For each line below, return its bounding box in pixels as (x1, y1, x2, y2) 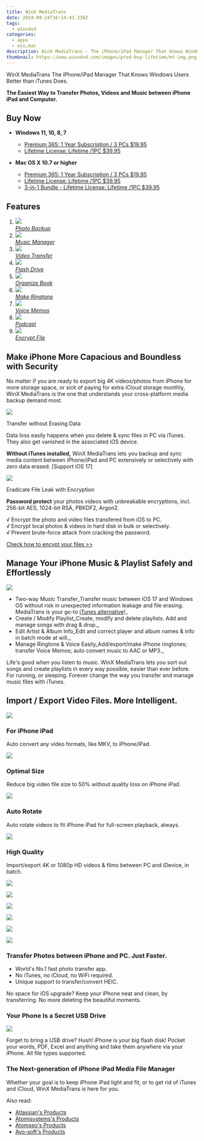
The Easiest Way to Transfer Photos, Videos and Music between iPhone (6, 89, 191, 96)
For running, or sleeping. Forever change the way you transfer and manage (6, 671, 194, 679)
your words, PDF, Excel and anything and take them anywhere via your (6, 1043, 183, 1050)
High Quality (6, 848, 44, 856)
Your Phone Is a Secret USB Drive (6, 1012, 106, 1020)
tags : (6, 20, 20, 26)
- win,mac (12, 43, 36, 49)
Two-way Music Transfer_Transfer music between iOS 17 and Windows (15, 595, 193, 602)
